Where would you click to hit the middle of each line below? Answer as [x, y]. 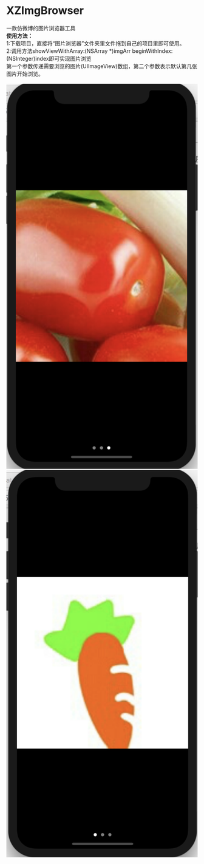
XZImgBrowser [45, 11]
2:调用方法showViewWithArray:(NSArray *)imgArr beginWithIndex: [90, 51]
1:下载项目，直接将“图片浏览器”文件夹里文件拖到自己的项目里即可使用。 [96, 43]
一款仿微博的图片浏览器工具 [41, 28]
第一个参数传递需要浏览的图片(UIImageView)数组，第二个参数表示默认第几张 [102, 66]
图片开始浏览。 [25, 74]
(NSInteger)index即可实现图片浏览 [49, 58]
